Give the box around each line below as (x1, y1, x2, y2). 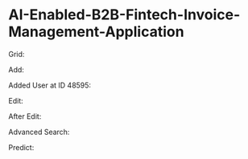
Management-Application (8, 22, 184, 41)
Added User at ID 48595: (8, 80, 91, 90)
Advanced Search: (8, 127, 70, 137)
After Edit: (8, 111, 42, 121)
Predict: (8, 142, 35, 152)
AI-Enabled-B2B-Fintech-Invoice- (8, 6, 241, 24)
